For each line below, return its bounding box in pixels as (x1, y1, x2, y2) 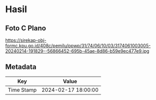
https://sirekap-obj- (5, 37, 47, 43)
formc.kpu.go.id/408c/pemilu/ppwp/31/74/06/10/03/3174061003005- (5, 43, 151, 49)
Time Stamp (8, 86, 37, 93)
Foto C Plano (5, 24, 46, 32)
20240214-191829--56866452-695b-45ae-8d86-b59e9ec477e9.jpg (5, 48, 150, 54)
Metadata (5, 62, 37, 72)
